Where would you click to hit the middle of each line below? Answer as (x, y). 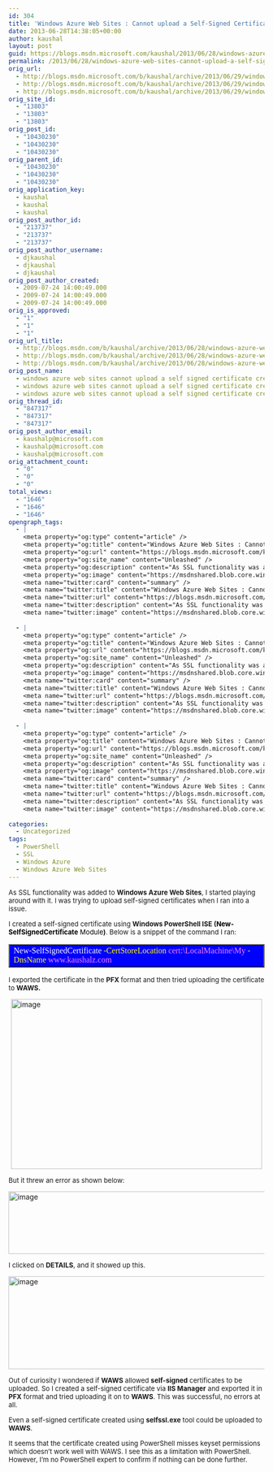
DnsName (30, 959)
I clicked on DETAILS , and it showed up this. (77, 1265)
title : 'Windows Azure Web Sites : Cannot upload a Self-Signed (119, 24)
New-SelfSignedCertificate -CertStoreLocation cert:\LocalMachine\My (130, 950)
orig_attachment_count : (49, 461)
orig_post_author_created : (54, 280)
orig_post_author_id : (45, 220)
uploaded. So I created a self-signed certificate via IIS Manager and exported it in (135, 1388)
